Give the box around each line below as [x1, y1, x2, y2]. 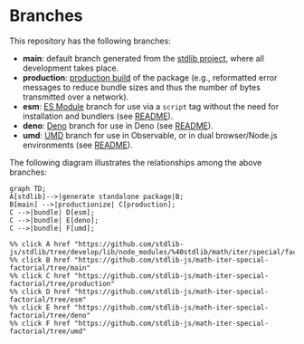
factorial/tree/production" [9, 279, 116, 288]
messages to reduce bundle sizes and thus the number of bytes [22, 81, 261, 92]
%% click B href [9, 255, 71, 264]
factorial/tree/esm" [9, 295, 88, 304]
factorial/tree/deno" [9, 311, 91, 320]
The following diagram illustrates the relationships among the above [9, 157, 262, 167]
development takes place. [22, 62, 119, 73]
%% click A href [9, 239, 71, 249]
